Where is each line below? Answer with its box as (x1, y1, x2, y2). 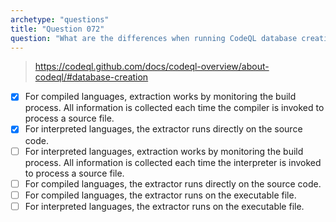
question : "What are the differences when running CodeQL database (10, 33, 298, 43)
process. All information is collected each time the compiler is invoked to (24, 102, 325, 114)
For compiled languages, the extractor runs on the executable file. (24, 189, 297, 201)
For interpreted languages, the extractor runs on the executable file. (24, 200, 305, 212)
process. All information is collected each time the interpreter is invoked (24, 156, 322, 168)
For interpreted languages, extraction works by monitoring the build (24, 145, 304, 157)
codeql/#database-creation (34, 71, 149, 83)
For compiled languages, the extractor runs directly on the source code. (24, 177, 322, 190)
